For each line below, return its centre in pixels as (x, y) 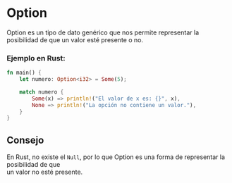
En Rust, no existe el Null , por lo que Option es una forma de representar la (116, 157)
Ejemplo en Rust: (36, 58)
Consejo (25, 140)
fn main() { (24, 73)
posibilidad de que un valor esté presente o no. (75, 39)
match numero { (42, 92)
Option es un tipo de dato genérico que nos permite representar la (103, 32)
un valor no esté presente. (45, 172)
